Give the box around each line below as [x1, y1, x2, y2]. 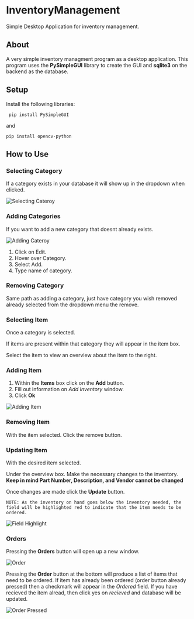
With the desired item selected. [6, 459, 81, 466]
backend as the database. [6, 68, 69, 75]
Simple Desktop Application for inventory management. [6, 23, 139, 30]
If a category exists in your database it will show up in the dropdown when [6, 180, 185, 187]
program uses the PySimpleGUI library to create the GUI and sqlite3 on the [6, 61, 188, 69]
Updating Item [6, 446, 48, 454]
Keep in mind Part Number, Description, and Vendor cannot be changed [6, 477, 183, 484]
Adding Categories [6, 212, 61, 220]
